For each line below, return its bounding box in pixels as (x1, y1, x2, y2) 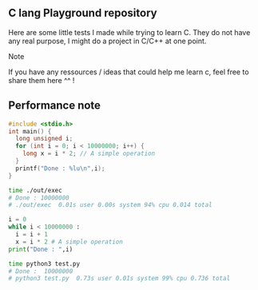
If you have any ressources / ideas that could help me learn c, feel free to (8, 67, 249, 77)
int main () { (8, 127, 52, 135)
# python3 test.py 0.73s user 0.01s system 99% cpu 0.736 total (8, 275, 230, 283)
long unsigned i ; (15, 135, 73, 143)
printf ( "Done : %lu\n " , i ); (15, 164, 105, 173)
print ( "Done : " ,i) (8, 245, 73, 253)
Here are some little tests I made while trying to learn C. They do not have (8, 27, 251, 37)
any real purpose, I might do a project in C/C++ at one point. (8, 36, 207, 46)
